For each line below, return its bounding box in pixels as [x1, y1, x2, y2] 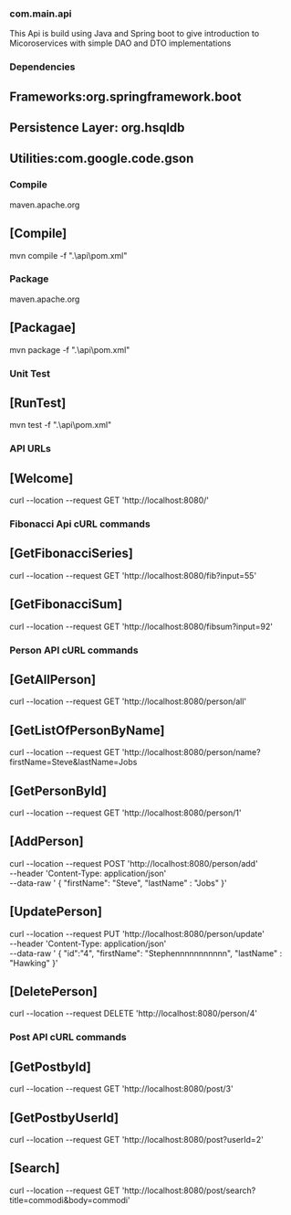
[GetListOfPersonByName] [9, 722, 165, 738]
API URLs [9, 442, 52, 455]
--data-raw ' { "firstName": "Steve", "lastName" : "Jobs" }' [9, 877, 228, 889]
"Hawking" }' [9, 957, 58, 968]
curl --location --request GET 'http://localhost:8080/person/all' [9, 696, 247, 707]
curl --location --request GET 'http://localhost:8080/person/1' [9, 807, 242, 818]
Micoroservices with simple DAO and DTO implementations [9, 37, 232, 48]
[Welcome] [9, 470, 74, 486]
